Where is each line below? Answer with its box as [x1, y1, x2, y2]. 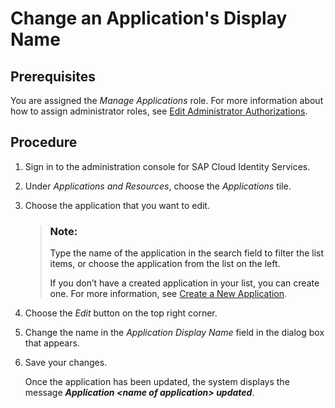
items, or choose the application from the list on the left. [49, 258, 281, 270]
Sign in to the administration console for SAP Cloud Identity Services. [24, 160, 311, 172]
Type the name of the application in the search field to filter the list [49, 247, 325, 259]
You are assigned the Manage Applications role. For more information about [10, 95, 324, 106]
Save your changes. [24, 357, 108, 369]
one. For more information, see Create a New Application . [49, 288, 288, 300]
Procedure [10, 134, 78, 151]
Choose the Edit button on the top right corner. [24, 307, 218, 319]
